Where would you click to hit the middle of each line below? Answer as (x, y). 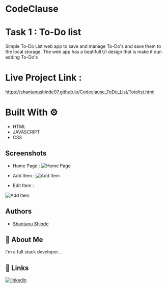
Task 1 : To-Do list (43, 32)
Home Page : (26, 166)
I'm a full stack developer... (34, 252)
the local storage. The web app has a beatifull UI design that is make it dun (83, 52)
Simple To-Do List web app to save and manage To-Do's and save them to (83, 46)
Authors (19, 211)
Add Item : (23, 175)
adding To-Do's (22, 57)
